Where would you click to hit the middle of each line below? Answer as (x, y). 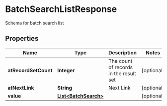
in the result (122, 73)
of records (121, 67)
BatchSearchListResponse (61, 9)
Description (123, 52)
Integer (66, 70)
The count (121, 61)
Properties (22, 39)
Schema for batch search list (35, 23)
